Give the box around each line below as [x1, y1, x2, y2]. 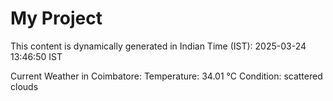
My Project [10, 7, 103, 30]
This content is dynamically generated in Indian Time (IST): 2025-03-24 [10, 40, 307, 52]
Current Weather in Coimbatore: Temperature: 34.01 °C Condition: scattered [10, 70, 323, 82]
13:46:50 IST [10, 50, 63, 62]
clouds [10, 80, 39, 92]
